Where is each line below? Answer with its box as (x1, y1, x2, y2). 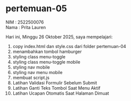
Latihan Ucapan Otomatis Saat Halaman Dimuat (12, 90, 109, 96)
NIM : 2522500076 (5, 19, 44, 25)
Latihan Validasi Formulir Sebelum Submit (12, 79, 98, 86)
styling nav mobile (12, 64, 50, 70)
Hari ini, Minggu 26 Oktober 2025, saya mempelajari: (5, 34, 113, 40)
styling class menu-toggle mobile (12, 59, 81, 65)
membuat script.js (12, 75, 50, 80)
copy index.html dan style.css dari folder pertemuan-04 (12, 43, 127, 49)
